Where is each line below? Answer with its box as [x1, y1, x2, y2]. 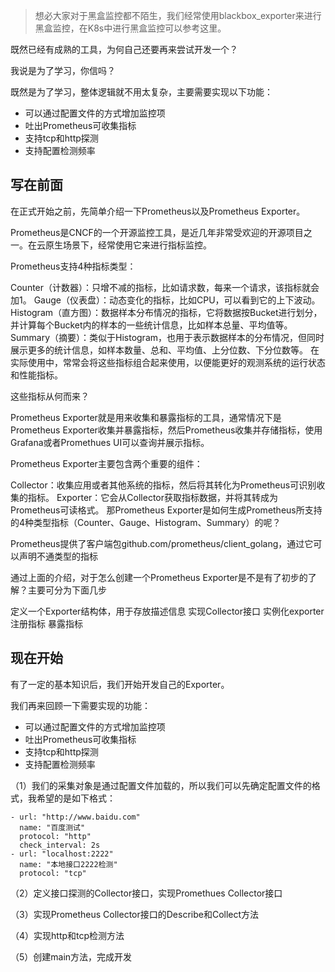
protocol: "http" [19, 831, 92, 841]
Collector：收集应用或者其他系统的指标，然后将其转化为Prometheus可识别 [10, 479, 317, 491]
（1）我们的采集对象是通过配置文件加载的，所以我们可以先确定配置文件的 [10, 779, 312, 791]
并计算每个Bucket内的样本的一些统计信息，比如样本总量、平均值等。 [10, 319, 293, 331]
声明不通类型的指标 [18, 550, 98, 562]
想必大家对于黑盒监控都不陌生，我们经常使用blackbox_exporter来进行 [34, 10, 322, 21]
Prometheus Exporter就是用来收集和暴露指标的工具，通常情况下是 [10, 411, 282, 423]
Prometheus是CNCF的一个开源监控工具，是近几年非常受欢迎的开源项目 [10, 226, 304, 238]
